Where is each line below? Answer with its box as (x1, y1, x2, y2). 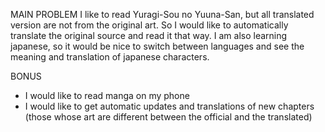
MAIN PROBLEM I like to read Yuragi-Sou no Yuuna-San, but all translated (10, 9, 315, 20)
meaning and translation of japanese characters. (10, 51, 210, 63)
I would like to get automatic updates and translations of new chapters (24, 100, 315, 112)
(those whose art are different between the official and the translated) (24, 111, 313, 123)
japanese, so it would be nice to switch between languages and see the (10, 40, 305, 52)
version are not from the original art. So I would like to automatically (10, 19, 289, 31)
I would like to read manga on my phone (24, 90, 190, 101)
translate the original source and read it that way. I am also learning (10, 30, 288, 41)
